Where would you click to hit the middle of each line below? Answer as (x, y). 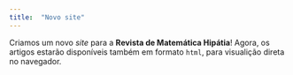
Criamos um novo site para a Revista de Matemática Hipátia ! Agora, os (139, 42)
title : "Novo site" (47, 17)
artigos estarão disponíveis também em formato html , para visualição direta (147, 52)
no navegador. (35, 61)
